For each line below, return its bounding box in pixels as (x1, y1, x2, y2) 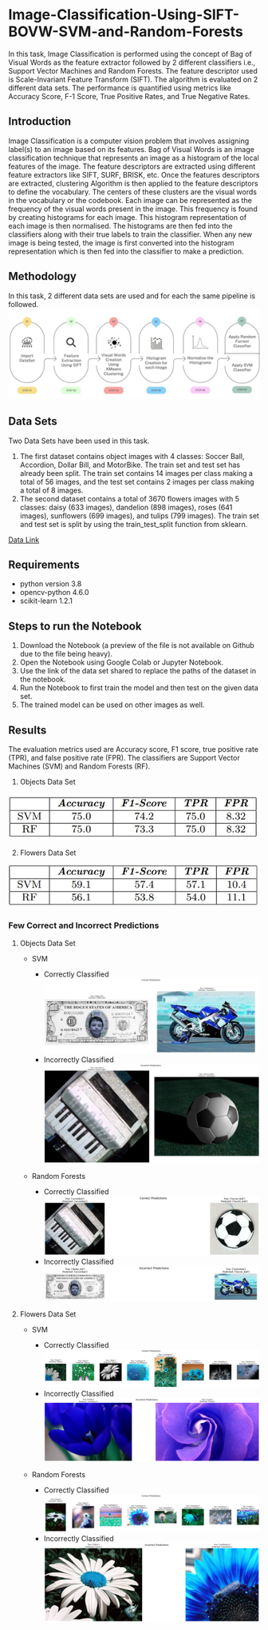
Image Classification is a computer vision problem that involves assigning (8, 136, 250, 146)
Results (8, 723, 47, 737)
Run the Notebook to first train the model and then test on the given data (19, 683, 259, 693)
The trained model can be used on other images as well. (19, 700, 205, 709)
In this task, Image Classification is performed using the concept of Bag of (8, 49, 253, 58)
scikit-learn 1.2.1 (19, 596, 73, 605)
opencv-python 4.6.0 (19, 588, 89, 597)
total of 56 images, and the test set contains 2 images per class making (19, 477, 254, 486)
